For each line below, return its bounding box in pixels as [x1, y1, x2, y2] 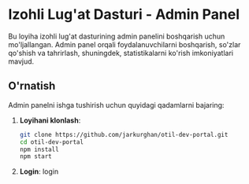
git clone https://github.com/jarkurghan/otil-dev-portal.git [19, 131, 229, 138]
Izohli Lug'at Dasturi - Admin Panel [8, 6, 240, 24]
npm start [19, 153, 53, 160]
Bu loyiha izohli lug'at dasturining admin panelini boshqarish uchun [8, 31, 225, 41]
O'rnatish [8, 79, 56, 93]
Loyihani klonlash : [19, 116, 81, 125]
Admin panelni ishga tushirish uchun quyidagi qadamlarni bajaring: [8, 100, 225, 109]
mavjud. [8, 57, 35, 66]
